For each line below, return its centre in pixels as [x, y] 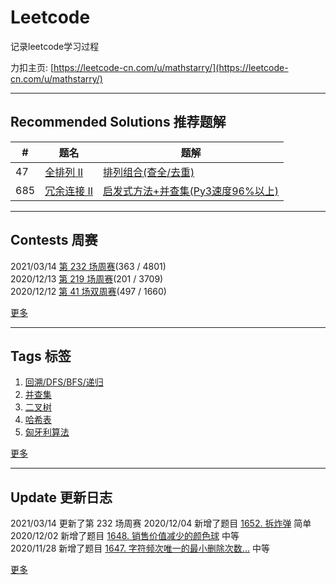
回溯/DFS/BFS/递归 [64, 382]
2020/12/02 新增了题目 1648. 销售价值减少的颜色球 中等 [125, 536]
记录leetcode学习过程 [55, 46]
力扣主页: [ [32, 67]
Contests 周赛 [54, 240]
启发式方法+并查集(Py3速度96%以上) [191, 191]
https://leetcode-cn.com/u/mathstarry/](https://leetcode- [171, 67]
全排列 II [64, 172]
